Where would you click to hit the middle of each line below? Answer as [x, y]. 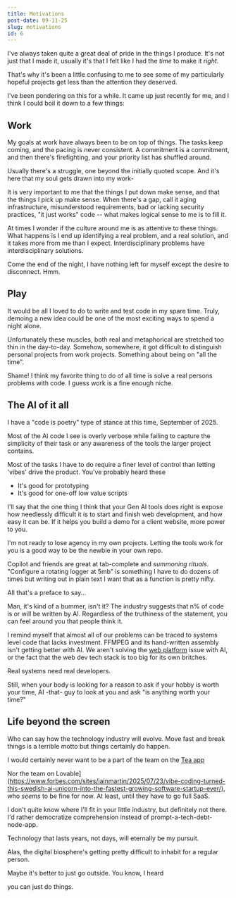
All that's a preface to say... [47, 592]
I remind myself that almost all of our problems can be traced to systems [113, 635]
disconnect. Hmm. [34, 272]
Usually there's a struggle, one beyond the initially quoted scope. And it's [113, 171]
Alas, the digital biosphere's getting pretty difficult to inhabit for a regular [113, 852]
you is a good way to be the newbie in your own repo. [85, 550]
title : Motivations [36, 14]
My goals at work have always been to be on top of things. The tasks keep [115, 142]
